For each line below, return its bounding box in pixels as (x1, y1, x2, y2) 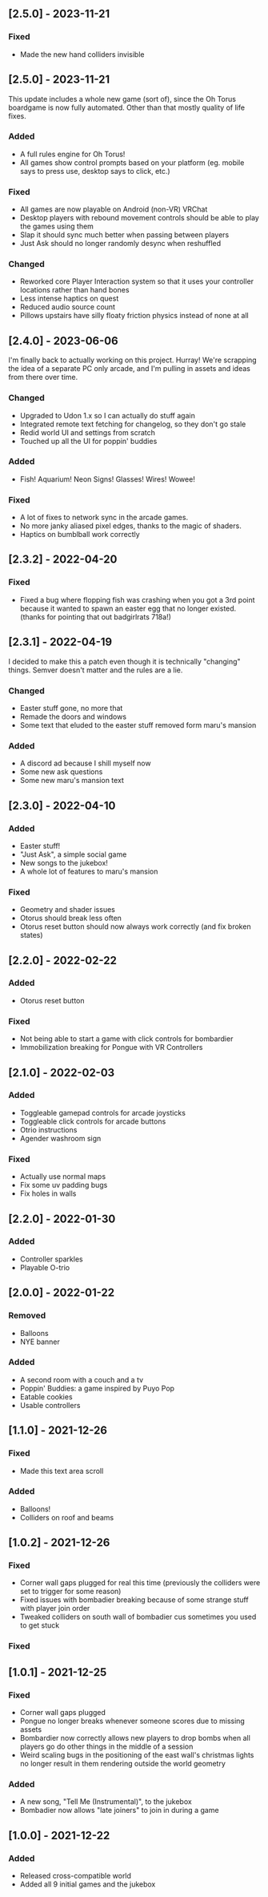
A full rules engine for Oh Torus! (19, 149, 126, 159)
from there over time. (8, 373, 78, 382)
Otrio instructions (19, 1124, 78, 1134)
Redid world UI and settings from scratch (19, 427, 156, 437)
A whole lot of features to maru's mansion (19, 866, 158, 876)
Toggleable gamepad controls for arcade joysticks (19, 1108, 186, 1117)
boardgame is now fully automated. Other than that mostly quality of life (8, 103, 246, 112)
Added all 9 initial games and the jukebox (19, 1879, 156, 1889)
